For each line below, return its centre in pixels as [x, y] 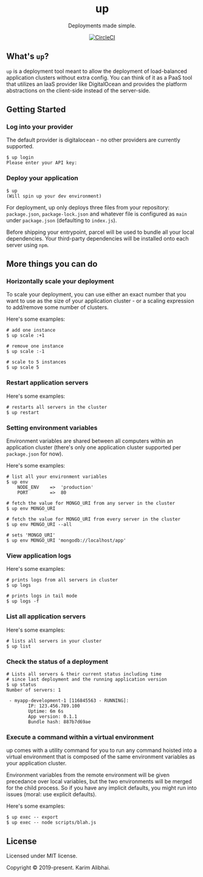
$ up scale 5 [23, 367]
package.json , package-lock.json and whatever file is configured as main [97, 214]
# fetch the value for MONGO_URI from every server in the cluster [94, 519]
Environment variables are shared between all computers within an [90, 441]
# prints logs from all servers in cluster [62, 580]
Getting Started [36, 110]
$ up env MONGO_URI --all [39, 525]
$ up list [19, 646]
